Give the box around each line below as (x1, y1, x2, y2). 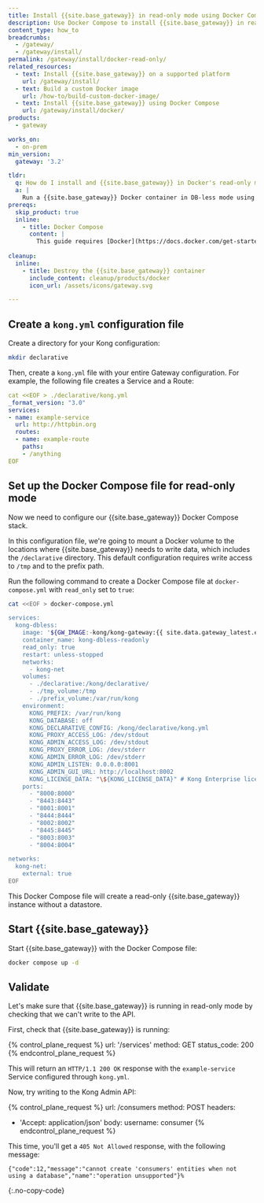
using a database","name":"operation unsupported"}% (8, 1172, 185, 1180)
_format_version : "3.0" (8, 398, 86, 406)
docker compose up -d (8, 958, 79, 967)
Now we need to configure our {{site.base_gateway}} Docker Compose (8, 513, 239, 522)
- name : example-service (8, 413, 90, 421)
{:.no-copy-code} (8, 1186, 65, 1195)
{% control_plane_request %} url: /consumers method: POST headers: (8, 1103, 236, 1112)
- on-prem (15, 143, 47, 150)
